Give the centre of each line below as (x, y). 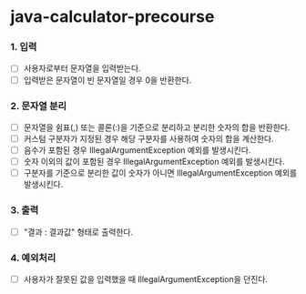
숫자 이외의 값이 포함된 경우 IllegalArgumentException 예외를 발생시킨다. (154, 162)
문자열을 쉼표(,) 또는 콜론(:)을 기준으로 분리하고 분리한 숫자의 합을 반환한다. (157, 127)
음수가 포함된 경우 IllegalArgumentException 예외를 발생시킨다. (137, 150)
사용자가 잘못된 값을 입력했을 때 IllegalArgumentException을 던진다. (145, 279)
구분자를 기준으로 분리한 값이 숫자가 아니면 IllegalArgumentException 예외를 (160, 173)
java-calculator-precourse (112, 17)
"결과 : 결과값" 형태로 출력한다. (78, 232)
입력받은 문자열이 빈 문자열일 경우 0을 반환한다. (107, 80)
